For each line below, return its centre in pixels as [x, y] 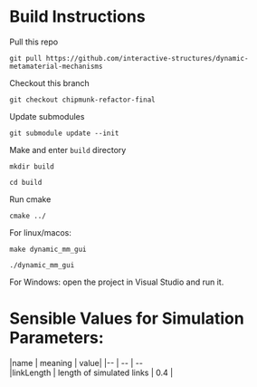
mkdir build [32, 166]
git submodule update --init [64, 133]
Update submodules [47, 116]
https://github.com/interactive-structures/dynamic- [147, 58]
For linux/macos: [41, 232]
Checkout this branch [50, 82]
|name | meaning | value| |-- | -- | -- [76, 363]
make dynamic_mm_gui [48, 249]
